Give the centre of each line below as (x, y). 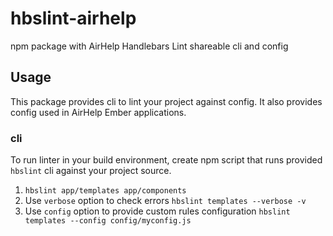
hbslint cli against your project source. (91, 171)
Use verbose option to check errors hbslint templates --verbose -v (165, 201)
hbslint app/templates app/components (105, 191)
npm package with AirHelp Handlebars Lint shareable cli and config (149, 46)
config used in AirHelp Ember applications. (98, 112)
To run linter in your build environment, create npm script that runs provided (166, 160)
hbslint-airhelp (73, 18)
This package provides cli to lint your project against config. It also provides (166, 101)
